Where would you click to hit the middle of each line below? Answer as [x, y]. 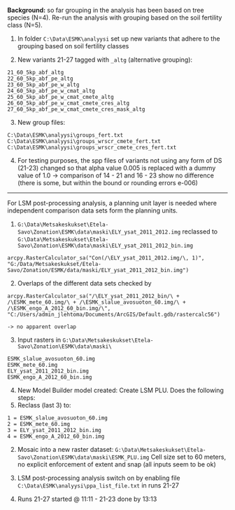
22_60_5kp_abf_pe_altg [40, 79]
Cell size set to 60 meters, [188, 457]
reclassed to [200, 231]
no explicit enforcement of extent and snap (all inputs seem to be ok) [117, 464]
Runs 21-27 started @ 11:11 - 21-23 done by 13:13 [87, 499]
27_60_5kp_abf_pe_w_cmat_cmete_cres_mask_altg [76, 109]
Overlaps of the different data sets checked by [84, 283]
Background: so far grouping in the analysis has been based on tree [106, 10]
